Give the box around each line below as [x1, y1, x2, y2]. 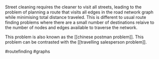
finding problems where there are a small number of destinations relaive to [5, 19, 155, 25]
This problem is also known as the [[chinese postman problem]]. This [5, 34, 144, 40]
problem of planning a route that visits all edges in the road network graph [5, 9, 154, 15]
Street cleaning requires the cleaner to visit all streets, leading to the [5, 4, 142, 10]
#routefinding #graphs [5, 48, 50, 54]
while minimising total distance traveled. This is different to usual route [5, 15, 146, 20]
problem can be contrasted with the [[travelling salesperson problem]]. [5, 39, 147, 45]
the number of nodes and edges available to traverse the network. [5, 25, 138, 30]
